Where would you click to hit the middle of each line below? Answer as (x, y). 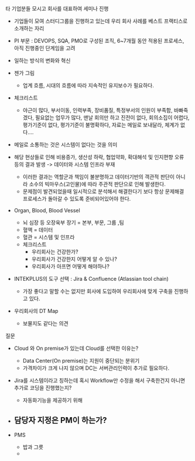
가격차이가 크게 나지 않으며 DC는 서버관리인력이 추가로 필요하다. (96, 368)
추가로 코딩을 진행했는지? (43, 388)
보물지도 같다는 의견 (45, 323)
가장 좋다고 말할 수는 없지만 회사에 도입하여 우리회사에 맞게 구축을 (98, 291)
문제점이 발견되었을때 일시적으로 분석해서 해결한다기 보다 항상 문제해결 (103, 191)
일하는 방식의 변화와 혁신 (42, 61)
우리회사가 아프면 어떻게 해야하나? (70, 266)
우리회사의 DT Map (36, 311)
